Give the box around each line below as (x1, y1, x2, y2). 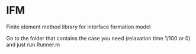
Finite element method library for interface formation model (6, 23, 151, 30)
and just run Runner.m (6, 41, 60, 48)
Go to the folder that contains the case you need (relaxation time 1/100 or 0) (6, 34, 191, 42)
